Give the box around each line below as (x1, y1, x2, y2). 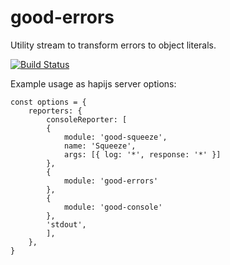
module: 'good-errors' (63, 176, 159, 186)
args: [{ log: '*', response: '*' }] (63, 149, 222, 160)
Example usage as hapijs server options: (10, 77, 177, 90)
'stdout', (46, 219, 87, 230)
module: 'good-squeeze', (63, 132, 168, 142)
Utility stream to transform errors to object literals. (10, 39, 217, 51)
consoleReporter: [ (46, 114, 128, 125)
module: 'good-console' (63, 202, 163, 212)
